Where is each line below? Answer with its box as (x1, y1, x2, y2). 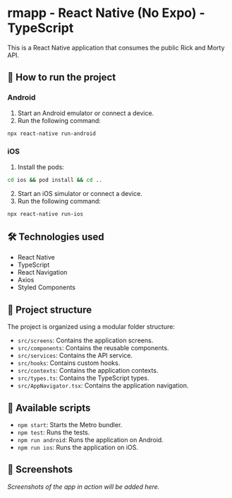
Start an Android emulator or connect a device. (17, 108, 154, 117)
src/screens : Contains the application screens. (17, 336, 154, 344)
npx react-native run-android (7, 129, 97, 137)
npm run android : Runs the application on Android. (17, 435, 164, 444)
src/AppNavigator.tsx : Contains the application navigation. (17, 381, 189, 390)
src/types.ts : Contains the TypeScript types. (17, 373, 149, 383)
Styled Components (17, 283, 76, 291)
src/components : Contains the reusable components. (17, 344, 169, 352)
